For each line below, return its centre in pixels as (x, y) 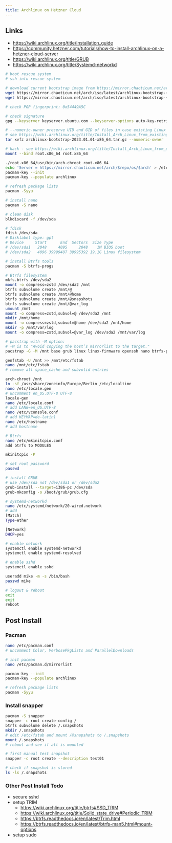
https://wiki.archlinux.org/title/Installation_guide (63, 43)
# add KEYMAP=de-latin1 (31, 417)
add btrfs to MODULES (28, 446)
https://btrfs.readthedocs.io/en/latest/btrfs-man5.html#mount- (86, 824)
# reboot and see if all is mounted (44, 745)
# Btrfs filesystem (26, 275)
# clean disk (19, 214)
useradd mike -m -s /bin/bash (38, 576)
